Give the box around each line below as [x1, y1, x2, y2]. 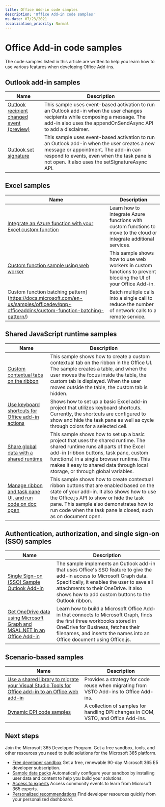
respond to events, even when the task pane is [44, 153, 152, 159]
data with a [7, 449, 33, 456]
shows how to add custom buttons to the [56, 591, 151, 598]
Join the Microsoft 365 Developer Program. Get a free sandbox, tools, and [5, 745, 155, 751]
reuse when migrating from [84, 682, 147, 689]
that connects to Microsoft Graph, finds [61, 611, 153, 618]
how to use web [110, 255, 146, 262]
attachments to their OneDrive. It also [56, 585, 142, 592]
